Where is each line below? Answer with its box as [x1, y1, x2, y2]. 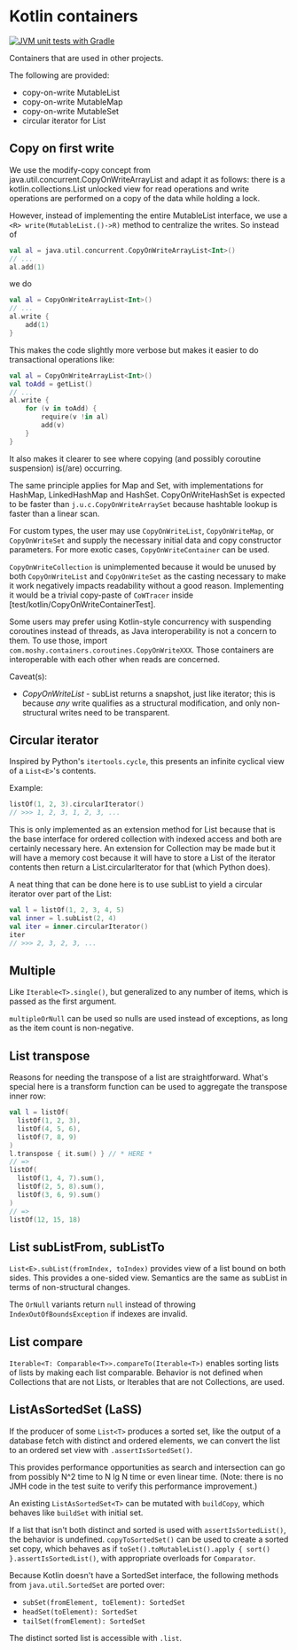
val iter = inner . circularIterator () [9, 922, 149, 931]
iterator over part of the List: [9, 888, 113, 899]
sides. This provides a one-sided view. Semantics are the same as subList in [9, 1272, 288, 1283]
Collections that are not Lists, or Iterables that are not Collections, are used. [9, 1377, 285, 1388]
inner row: [9, 1091, 46, 1101]
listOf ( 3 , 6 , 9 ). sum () [17, 1190, 101, 1199]
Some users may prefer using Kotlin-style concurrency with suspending [9, 616, 272, 627]
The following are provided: [9, 69, 110, 81]
